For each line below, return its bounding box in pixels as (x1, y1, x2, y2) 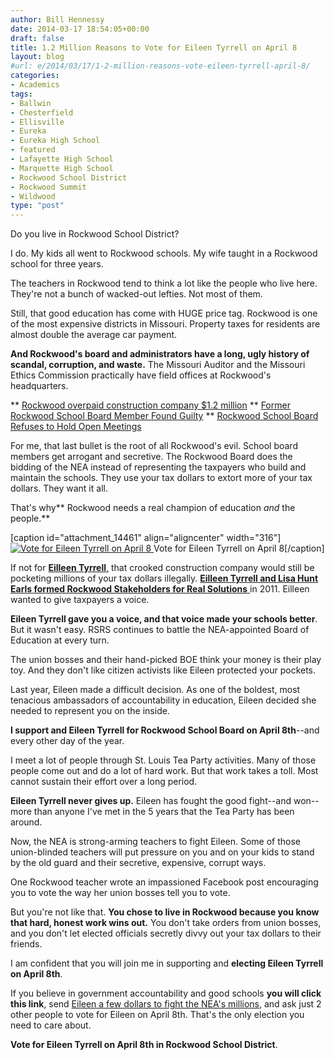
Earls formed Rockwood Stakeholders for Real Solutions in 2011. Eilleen (10, 583, 310, 595)
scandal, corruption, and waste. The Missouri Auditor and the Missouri (10, 359, 306, 371)
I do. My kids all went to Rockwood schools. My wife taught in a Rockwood (10, 247, 318, 260)
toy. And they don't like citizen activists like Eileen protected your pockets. (10, 664, 317, 676)
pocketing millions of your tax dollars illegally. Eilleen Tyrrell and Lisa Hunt (10, 572, 319, 585)
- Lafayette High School (10, 154, 114, 164)
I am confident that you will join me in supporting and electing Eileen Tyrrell (10, 957, 324, 970)
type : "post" (10, 201, 65, 211)
